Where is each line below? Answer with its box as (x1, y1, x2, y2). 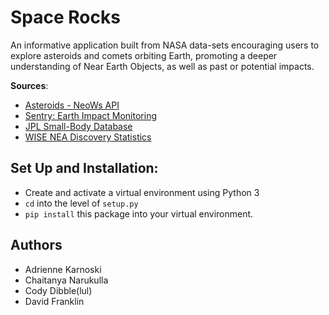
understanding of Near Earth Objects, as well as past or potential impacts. (10, 60, 315, 72)
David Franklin (24, 295, 85, 307)
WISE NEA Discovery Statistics (24, 131, 152, 143)
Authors (10, 237, 63, 254)
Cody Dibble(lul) (24, 284, 93, 296)
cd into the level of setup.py (24, 197, 139, 209)
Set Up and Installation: (10, 160, 159, 177)
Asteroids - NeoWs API (24, 99, 120, 111)
